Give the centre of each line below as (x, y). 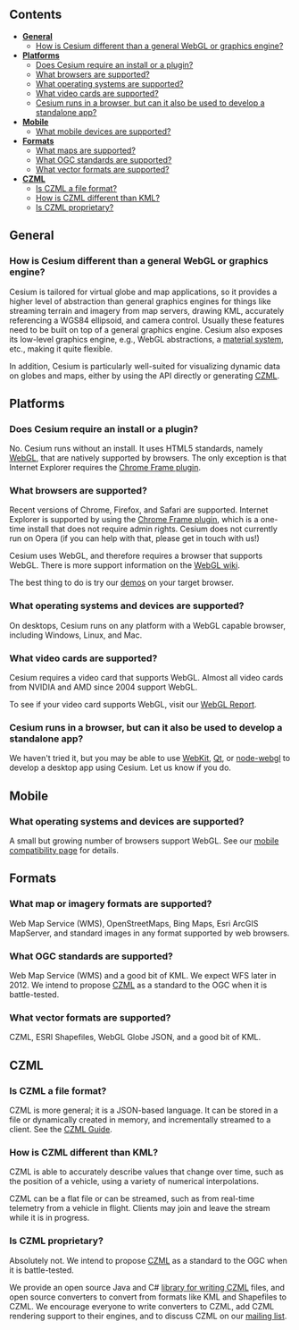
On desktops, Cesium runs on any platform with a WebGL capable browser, (147, 625)
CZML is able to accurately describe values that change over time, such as (146, 1172)
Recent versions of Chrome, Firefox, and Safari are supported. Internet (139, 510)
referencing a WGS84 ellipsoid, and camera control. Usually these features (147, 320)
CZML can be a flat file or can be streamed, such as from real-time (132, 1199)
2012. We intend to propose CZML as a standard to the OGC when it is (138, 985)
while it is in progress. (50, 1218)
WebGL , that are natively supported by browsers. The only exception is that (148, 458)
